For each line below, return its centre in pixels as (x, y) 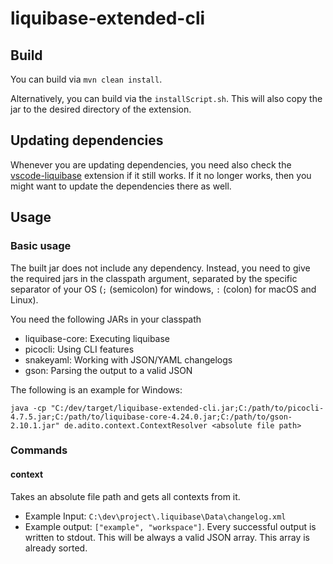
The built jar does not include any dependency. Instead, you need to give (160, 268)
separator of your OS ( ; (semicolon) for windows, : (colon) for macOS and (163, 289)
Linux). (24, 299)
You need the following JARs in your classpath (106, 319)
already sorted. (56, 548)
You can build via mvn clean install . (86, 79)
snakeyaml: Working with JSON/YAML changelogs (128, 359)
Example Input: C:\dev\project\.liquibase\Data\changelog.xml (155, 516)
